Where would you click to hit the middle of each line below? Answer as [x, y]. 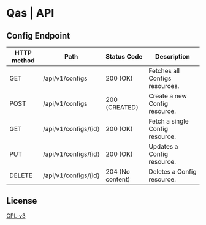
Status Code [124, 57]
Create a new [168, 96]
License [22, 201]
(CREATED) [122, 107]
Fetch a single [169, 121]
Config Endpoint [38, 36]
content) [118, 179]
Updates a [163, 146]
